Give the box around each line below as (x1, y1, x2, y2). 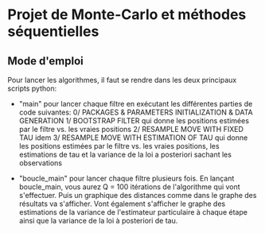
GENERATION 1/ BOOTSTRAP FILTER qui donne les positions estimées (18, 116, 250, 125)
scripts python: (7, 83, 57, 93)
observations (18, 158, 63, 168)
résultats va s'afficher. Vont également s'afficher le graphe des (18, 199, 226, 208)
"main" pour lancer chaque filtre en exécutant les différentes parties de (18, 99, 253, 108)
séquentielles (7, 22, 99, 41)
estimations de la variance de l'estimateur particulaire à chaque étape (18, 208, 248, 216)
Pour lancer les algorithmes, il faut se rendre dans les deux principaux (7, 76, 237, 84)
